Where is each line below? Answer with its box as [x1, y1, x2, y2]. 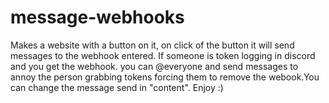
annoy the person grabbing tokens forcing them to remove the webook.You [10, 71, 320, 83]
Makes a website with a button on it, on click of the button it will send [10, 39, 295, 51]
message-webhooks [10, 6, 185, 29]
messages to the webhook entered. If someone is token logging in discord [10, 49, 316, 61]
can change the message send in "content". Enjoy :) [10, 81, 224, 93]
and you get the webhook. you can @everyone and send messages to [10, 60, 299, 72]
